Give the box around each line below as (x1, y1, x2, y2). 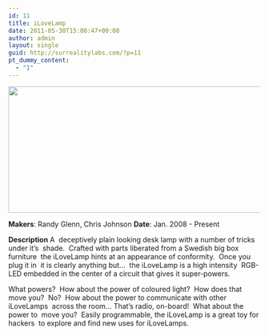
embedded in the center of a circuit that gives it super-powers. (23, 269, 231, 278)
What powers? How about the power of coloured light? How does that (8, 284, 243, 294)
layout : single (8, 42, 59, 50)
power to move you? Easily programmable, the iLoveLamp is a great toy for (8, 310, 259, 319)
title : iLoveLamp (8, 19, 66, 27)
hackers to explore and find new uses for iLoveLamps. (8, 318, 190, 328)
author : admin (8, 34, 56, 42)
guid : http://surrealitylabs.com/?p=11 (8, 49, 142, 57)
